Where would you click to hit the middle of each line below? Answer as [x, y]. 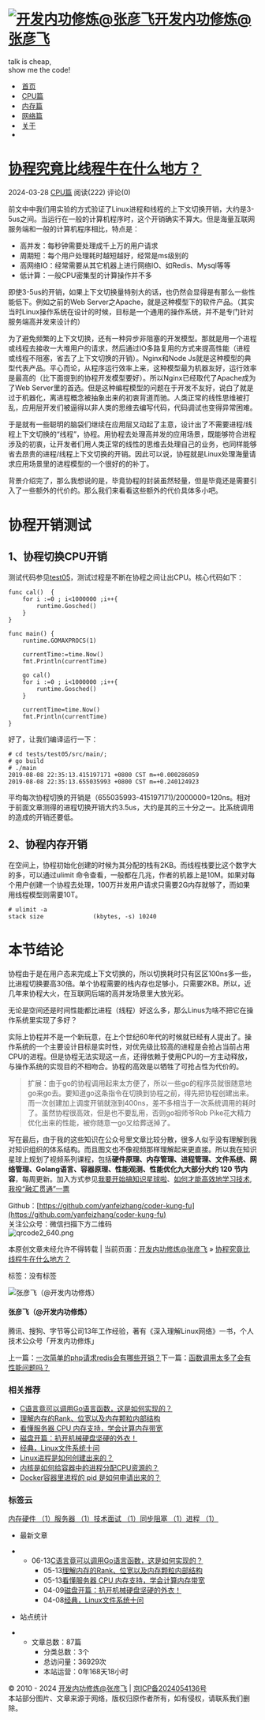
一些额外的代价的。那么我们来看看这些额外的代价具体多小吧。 [122, 490]
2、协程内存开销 [48, 845]
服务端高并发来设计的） [46, 321]
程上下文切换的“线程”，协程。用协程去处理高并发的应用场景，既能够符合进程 [132, 434]
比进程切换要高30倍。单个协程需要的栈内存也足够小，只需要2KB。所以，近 [130, 983]
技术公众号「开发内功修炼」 [53, 1341]
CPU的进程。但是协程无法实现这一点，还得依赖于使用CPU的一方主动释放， [130, 1056]
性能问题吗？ [29, 1367]
